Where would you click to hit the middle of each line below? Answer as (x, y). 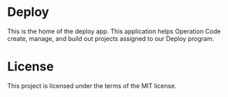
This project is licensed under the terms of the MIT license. (92, 86)
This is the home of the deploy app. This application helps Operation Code (114, 31)
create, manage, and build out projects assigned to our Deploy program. (111, 38)
